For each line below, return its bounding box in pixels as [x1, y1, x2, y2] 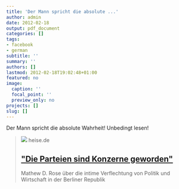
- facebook [6, 42, 33, 48]
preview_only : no [11, 97, 55, 103]
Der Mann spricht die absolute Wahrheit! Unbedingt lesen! [6, 124, 149, 131]
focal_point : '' [11, 92, 52, 97]
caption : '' [11, 86, 42, 92]
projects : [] [6, 102, 39, 109]
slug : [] [6, 108, 28, 114]
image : [6, 81, 23, 87]
